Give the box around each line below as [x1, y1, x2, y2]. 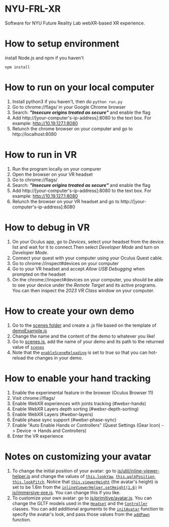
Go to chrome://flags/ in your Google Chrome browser [12, 104, 126, 110]
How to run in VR [5, 149, 77, 160]
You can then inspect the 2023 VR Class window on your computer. [12, 287, 155, 294]
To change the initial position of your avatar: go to [12, 468, 117, 474]
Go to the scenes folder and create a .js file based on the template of [12, 322, 157, 328]
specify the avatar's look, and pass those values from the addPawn [12, 511, 150, 517]
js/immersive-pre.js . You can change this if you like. [12, 489, 121, 495]
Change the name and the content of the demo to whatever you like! [12, 333, 156, 339]
